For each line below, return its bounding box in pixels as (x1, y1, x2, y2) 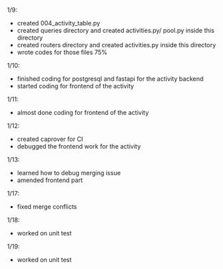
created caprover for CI (16, 135, 83, 143)
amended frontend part (16, 176, 83, 184)
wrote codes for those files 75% (16, 48, 108, 56)
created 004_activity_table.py (16, 19, 101, 27)
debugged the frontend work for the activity (16, 142, 142, 150)
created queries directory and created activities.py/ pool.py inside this (16, 27, 215, 34)
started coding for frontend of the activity (16, 82, 135, 90)
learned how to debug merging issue (16, 169, 121, 177)
